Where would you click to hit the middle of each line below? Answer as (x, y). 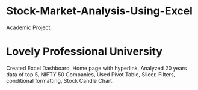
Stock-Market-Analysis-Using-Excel (99, 11)
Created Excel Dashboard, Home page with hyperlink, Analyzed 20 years (97, 68)
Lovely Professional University (84, 52)
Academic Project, (29, 27)
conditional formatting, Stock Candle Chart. (60, 80)
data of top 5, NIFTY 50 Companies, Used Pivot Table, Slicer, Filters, (91, 74)
